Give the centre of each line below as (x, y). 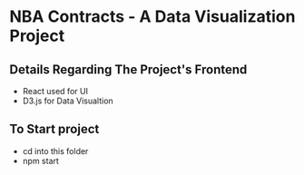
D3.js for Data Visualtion (68, 101)
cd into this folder (55, 151)
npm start (40, 160)
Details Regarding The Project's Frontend (128, 69)
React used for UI (55, 91)
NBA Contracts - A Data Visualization (152, 17)
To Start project (54, 129)
